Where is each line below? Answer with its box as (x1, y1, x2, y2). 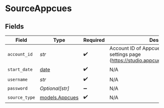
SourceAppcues (5, 3, 72, 14)
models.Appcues (40, 94, 79, 101)
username (7, 76, 28, 82)
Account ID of (109, 45, 142, 52)
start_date (7, 67, 33, 72)
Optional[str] (40, 85, 70, 91)
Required (83, 37, 105, 43)
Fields (5, 22, 24, 31)
